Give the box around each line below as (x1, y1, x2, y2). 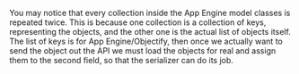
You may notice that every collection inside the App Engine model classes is (9, 8, 291, 18)
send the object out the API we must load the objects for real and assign (9, 45, 277, 56)
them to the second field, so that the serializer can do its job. (9, 55, 233, 65)
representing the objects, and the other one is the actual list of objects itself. (9, 27, 292, 37)
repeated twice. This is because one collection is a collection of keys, (9, 17, 267, 28)
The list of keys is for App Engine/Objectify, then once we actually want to (9, 36, 283, 46)
